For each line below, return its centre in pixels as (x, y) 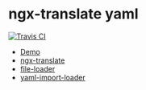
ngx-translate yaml (73, 14)
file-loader (38, 68)
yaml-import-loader (53, 77)
